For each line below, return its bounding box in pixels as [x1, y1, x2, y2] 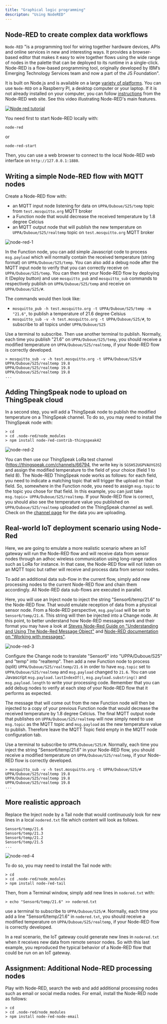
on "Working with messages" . [5, 633, 66, 639]
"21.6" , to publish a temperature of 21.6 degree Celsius [12, 311, 126, 317]
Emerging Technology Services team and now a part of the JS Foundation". [5, 71, 160, 77]
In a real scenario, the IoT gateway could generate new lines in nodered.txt [5, 933, 160, 939]
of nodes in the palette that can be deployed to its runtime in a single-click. [5, 60, 159, 66]
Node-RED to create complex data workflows [5, 31, 148, 39]
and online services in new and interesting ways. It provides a [5, 49, 132, 55]
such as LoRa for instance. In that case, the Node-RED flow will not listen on [5, 561, 162, 567]
